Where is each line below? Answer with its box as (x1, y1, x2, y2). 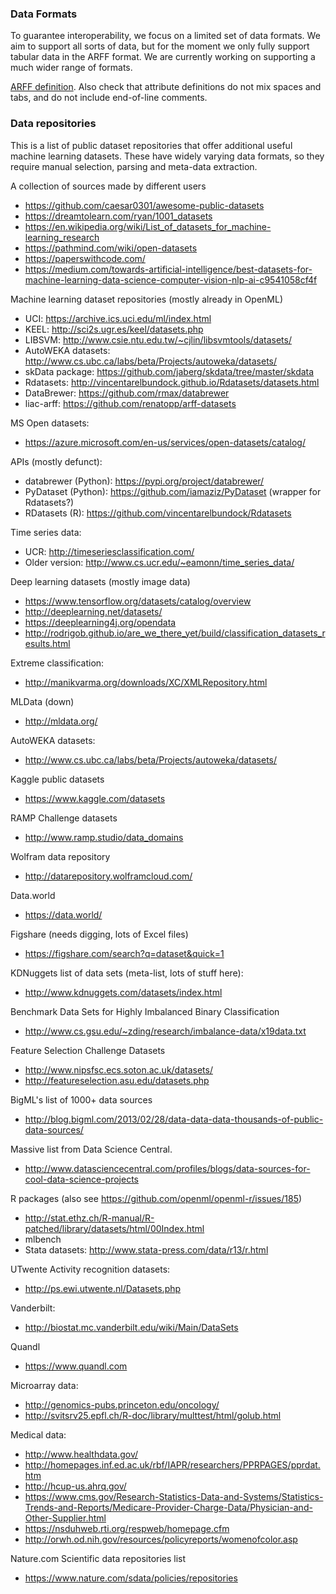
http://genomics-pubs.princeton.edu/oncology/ (24, 1398, 220, 1411)
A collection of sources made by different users (10, 180, 207, 192)
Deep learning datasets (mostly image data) (10, 575, 191, 587)
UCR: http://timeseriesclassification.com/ (24, 545, 195, 557)
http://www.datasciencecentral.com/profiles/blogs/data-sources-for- (24, 1162, 311, 1174)
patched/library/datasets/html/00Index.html (24, 1222, 205, 1234)
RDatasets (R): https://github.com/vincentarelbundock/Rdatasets (24, 507, 292, 519)
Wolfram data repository (10, 850, 111, 862)
